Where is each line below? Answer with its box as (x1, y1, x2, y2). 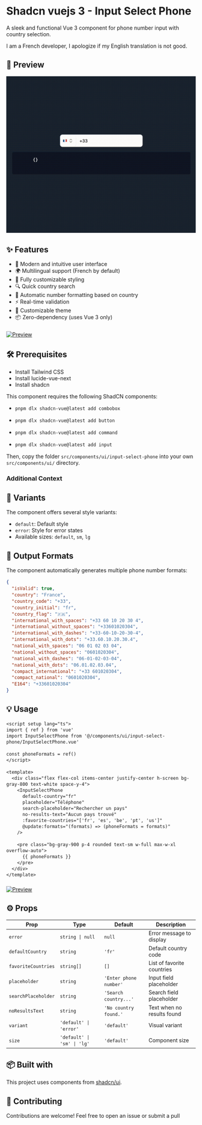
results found (148, 1010, 182, 1018)
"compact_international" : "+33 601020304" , (11, 668, 122, 674)
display (148, 936, 167, 943)
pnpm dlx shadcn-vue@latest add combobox (14, 406, 120, 412)
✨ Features (6, 244, 49, 255)
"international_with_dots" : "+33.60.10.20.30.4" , (11, 637, 138, 643)
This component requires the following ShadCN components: (6, 393, 158, 400)
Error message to (148, 929, 191, 937)
